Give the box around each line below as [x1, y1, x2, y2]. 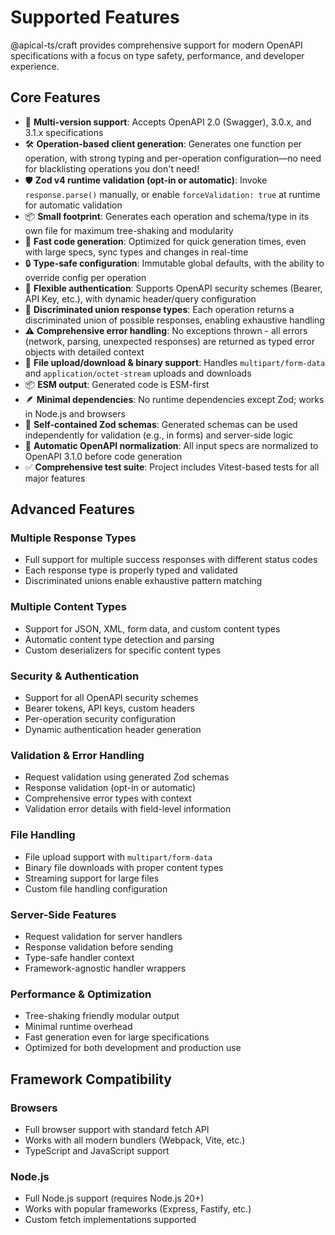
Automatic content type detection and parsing [24, 633, 215, 645]
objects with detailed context [24, 346, 145, 358]
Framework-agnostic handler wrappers [24, 962, 187, 974]
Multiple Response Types [10, 531, 137, 545]
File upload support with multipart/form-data [24, 851, 213, 863]
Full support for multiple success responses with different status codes [24, 554, 318, 566]
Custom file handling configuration [24, 882, 168, 895]
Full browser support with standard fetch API [24, 1123, 210, 1135]
